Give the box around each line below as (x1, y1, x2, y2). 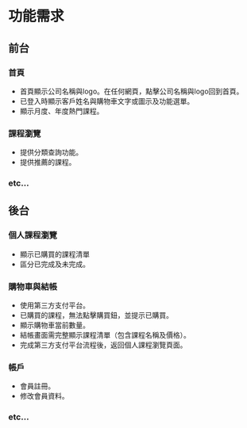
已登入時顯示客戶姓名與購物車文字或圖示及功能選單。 (19, 96, 195, 105)
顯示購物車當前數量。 (19, 320, 90, 330)
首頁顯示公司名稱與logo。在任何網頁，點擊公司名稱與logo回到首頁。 (19, 86, 244, 96)
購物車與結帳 (8, 281, 58, 292)
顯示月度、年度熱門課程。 (19, 106, 104, 116)
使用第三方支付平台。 (19, 300, 90, 310)
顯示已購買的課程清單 (19, 249, 90, 258)
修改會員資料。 (19, 392, 69, 401)
